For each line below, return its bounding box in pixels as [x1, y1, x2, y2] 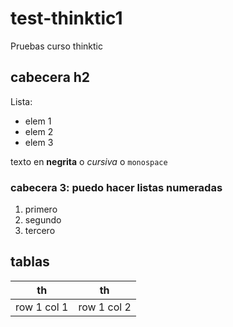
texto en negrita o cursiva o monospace [10, 155, 168, 167]
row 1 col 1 [15, 300, 69, 314]
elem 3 [24, 136, 54, 148]
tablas [10, 253, 50, 271]
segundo [24, 214, 62, 226]
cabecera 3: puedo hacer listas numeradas [10, 180, 223, 194]
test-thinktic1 [10, 7, 123, 30]
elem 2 [24, 125, 54, 137]
